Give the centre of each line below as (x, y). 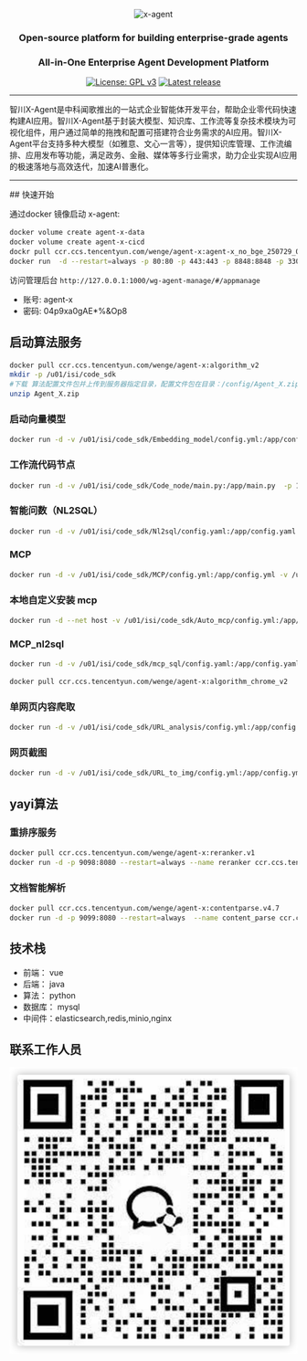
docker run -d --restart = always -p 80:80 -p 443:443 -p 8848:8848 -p (147, 261)
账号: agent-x (48, 299)
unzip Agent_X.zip (44, 394)
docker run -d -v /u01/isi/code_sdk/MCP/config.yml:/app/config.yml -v (148, 575)
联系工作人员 (46, 1049)
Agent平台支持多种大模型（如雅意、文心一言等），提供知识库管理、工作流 (147, 144)
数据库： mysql (51, 1007)
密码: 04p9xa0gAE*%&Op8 (75, 311)
